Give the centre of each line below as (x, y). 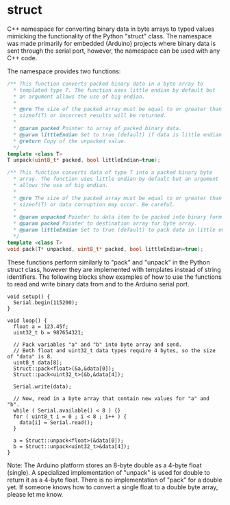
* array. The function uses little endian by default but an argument (116, 179)
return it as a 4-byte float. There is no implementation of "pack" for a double (115, 480)
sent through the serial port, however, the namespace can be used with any (114, 51)
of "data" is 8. (30, 356)
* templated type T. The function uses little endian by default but (114, 90)
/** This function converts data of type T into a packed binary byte (110, 173)
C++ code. (22, 58)
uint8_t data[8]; (38, 362)
